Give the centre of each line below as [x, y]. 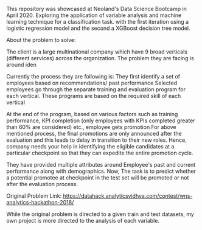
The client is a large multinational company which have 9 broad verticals [97, 52]
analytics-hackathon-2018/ [40, 202]
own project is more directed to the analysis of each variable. [83, 221]
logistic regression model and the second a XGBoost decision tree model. [98, 28]
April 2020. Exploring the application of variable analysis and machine [94, 15]
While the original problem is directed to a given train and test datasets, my [100, 214]
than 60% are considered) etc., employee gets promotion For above [91, 127]
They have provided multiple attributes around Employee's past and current [101, 165]
